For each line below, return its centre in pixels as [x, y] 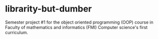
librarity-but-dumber [48, 9]
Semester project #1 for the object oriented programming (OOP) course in [79, 22]
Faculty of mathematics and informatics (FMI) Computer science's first [76, 27]
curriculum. [17, 32]
